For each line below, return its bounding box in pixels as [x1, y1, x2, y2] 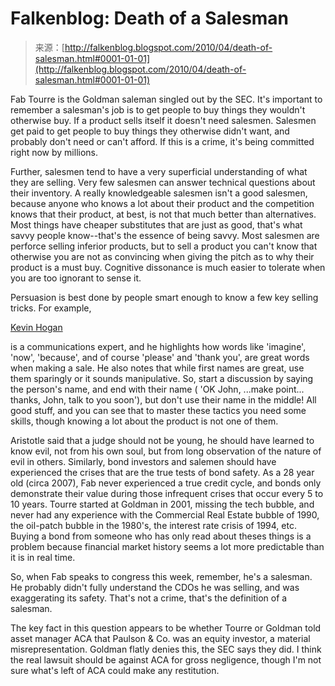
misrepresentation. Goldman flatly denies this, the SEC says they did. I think [10, 643, 322, 655]
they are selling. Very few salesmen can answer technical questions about [10, 176, 316, 188]
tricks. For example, [10, 302, 92, 314]
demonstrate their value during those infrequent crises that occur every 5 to [10, 487, 324, 499]
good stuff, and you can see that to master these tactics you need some [10, 404, 307, 416]
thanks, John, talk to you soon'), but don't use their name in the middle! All [10, 393, 317, 406]
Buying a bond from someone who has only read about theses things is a [10, 530, 312, 542]
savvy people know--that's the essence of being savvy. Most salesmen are [10, 229, 320, 241]
